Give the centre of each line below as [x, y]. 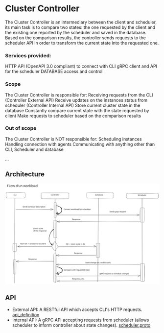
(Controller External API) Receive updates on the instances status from [76, 100]
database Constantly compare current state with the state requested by [77, 110]
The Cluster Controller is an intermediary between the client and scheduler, [81, 22]
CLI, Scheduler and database [34, 149]
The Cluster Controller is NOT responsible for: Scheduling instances [73, 139]
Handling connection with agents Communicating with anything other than [80, 144]
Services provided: [28, 55]
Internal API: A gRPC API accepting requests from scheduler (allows [81, 320]
